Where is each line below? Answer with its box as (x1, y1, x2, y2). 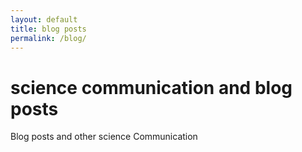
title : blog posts (10, 24, 87, 34)
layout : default (10, 14, 78, 25)
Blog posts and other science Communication (10, 131, 198, 143)
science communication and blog (10, 76, 293, 99)
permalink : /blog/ (10, 33, 87, 43)
